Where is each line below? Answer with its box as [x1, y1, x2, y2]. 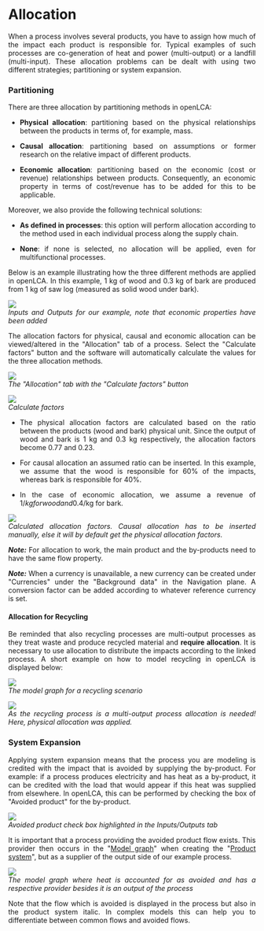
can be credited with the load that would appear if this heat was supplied [8, 780, 256, 789]
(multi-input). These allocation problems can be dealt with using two [8, 57, 256, 66]
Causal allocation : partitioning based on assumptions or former [19, 142, 256, 151]
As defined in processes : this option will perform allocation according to [19, 220, 256, 230]
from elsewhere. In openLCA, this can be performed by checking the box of [8, 789, 256, 798]
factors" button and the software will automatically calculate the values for [8, 348, 256, 357]
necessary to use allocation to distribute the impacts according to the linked [8, 646, 256, 656]
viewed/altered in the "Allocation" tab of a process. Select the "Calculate [8, 340, 256, 349]
